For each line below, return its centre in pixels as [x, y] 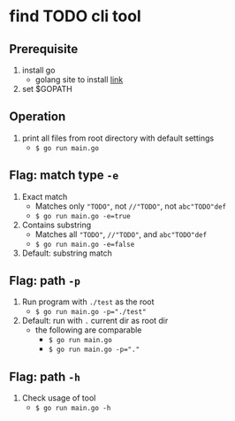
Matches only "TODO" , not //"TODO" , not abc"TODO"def [131, 206]
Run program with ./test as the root [88, 302]
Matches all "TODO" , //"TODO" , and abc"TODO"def [121, 234]
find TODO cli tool [75, 16]
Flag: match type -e [64, 176]
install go [38, 70]
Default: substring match [67, 253]
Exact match [45, 196]
